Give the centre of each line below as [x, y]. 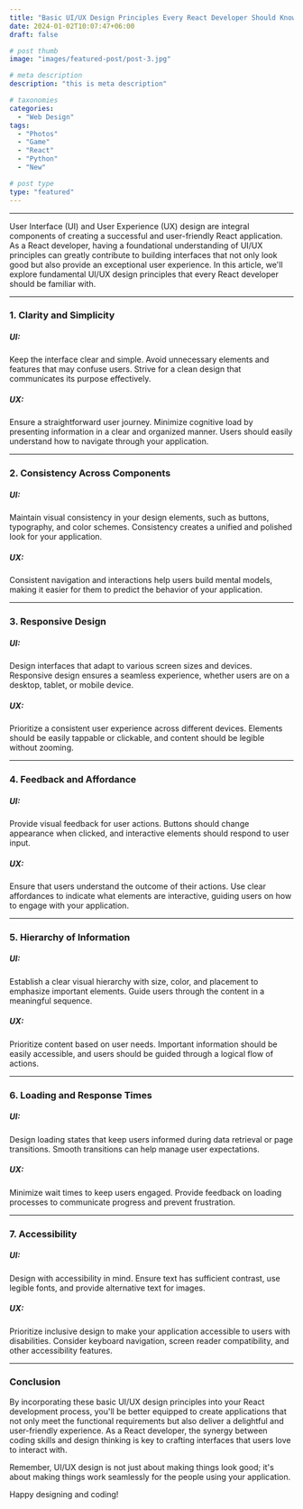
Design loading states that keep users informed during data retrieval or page [151, 1139]
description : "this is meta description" [88, 84]
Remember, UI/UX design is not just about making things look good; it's [142, 1467]
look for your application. [56, 537]
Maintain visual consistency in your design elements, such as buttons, [139, 518]
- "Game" [34, 142]
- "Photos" [38, 134]
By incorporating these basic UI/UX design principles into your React [137, 1402]
